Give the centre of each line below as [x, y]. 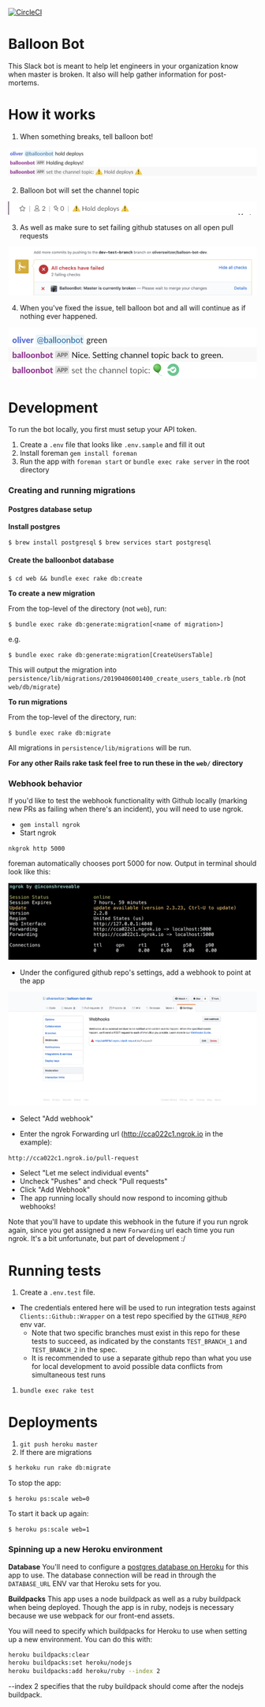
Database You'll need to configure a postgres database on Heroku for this [129, 1566]
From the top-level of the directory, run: [72, 717]
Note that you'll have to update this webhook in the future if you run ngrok [128, 1222]
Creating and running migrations [72, 491]
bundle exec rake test [57, 1391]
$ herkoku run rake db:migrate [60, 1468]
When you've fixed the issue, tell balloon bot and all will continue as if [132, 308]
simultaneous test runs [69, 1375]
